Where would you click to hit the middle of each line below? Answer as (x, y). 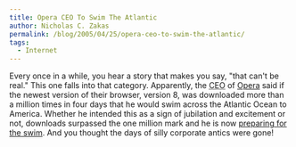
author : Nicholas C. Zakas (59, 26)
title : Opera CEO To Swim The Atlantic (83, 17)
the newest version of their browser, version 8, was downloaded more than (147, 95)
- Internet (37, 51)
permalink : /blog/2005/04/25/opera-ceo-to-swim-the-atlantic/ (127, 34)
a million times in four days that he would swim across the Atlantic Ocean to (148, 104)
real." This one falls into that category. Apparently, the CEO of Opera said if (147, 86)
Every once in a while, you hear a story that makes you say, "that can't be (144, 76)
